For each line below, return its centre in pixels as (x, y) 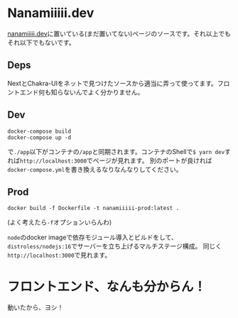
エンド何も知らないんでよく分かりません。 (82, 92)
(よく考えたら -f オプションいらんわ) (60, 222)
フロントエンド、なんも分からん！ (107, 286)
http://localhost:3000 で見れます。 (59, 255)
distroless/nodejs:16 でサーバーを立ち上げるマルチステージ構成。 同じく (115, 246)
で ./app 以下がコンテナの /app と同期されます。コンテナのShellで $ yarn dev (116, 151)
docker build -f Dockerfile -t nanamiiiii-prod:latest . (93, 208)
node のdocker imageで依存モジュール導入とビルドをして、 (92, 237)
